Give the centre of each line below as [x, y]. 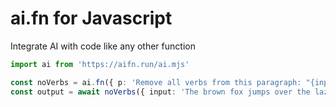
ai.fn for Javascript [91, 18]
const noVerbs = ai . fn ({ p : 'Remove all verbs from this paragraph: [156, 82]
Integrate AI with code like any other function [103, 46]
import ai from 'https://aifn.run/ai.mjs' [100, 64]
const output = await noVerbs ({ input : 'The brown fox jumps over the [160, 92]
